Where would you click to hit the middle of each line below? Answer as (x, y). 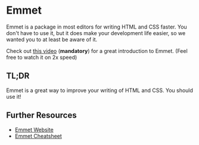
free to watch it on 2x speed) (42, 57)
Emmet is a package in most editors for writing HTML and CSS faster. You (97, 27)
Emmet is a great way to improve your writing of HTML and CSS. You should (100, 90)
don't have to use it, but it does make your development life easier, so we (96, 33)
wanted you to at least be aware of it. (52, 39)
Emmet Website (34, 130)
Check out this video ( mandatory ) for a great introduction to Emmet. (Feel (97, 51)
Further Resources (41, 116)
